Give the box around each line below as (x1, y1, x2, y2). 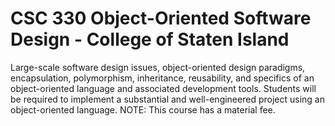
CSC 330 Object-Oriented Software (10, 7, 312, 30)
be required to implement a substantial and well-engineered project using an (10, 93, 325, 105)
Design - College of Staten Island (10, 28, 290, 51)
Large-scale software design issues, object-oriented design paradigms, (10, 61, 306, 73)
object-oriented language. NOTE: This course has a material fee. (10, 103, 276, 116)
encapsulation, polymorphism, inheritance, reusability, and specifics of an (10, 72, 315, 84)
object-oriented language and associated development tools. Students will (10, 82, 317, 94)
